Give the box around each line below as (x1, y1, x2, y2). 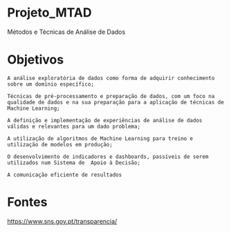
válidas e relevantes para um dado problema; (7, 123, 140, 130)
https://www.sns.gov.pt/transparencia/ (7, 217, 118, 225)
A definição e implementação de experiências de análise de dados (7, 117, 203, 124)
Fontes (7, 195, 48, 210)
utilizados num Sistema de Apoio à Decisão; (7, 159, 140, 166)
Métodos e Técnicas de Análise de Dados (7, 28, 126, 36)
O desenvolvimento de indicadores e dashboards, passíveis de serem (7, 153, 209, 160)
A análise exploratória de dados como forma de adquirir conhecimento (7, 75, 215, 81)
